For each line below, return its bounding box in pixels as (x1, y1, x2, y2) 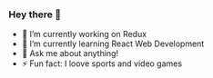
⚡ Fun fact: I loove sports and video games (21, 58, 183, 69)
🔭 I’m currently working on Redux (21, 29, 147, 40)
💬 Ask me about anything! (21, 48, 119, 59)
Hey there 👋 (8, 8, 61, 21)
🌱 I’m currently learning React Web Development (21, 38, 205, 49)
